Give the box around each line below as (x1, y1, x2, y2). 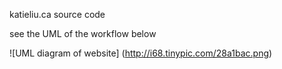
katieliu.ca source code (9, 9, 106, 20)
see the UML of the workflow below (9, 28, 157, 39)
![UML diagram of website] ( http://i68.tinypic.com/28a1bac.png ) (9, 47, 273, 59)
